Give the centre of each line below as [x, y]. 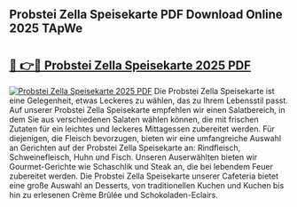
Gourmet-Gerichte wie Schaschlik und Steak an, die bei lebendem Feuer [141, 167]
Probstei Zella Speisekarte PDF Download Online [146, 15]
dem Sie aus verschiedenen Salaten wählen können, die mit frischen [134, 119]
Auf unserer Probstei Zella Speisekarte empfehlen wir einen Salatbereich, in [147, 110]
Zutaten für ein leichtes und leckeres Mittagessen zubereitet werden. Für [142, 129]
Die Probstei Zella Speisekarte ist [214, 91]
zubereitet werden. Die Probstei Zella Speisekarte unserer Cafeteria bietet [144, 176]
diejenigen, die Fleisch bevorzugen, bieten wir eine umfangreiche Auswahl [145, 138]
